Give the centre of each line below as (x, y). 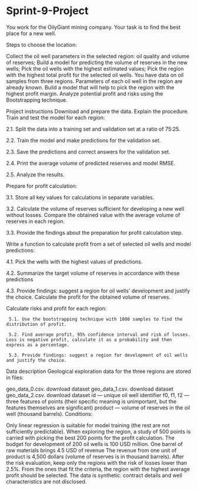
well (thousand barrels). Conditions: (49, 414)
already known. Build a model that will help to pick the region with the (90, 87)
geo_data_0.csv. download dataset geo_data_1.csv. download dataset (90, 389)
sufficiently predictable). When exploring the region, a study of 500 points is (98, 431)
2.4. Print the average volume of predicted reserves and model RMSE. (91, 163)
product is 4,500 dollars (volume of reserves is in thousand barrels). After (95, 456)
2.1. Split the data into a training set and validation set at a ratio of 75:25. (93, 129)
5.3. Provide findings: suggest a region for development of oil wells (98, 355)
